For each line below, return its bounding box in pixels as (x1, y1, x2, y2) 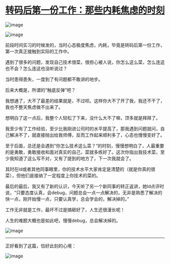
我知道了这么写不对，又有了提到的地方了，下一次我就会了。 (9, 155, 134, 161)
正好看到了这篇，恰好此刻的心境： (5, 243, 76, 249)
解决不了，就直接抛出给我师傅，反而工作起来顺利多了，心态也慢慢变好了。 (9, 132, 165, 138)
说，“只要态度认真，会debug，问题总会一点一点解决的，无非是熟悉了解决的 (5, 190, 163, 196)
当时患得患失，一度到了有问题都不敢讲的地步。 (5, 76, 103, 82)
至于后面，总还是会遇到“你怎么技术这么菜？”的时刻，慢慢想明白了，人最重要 (5, 142, 164, 148)
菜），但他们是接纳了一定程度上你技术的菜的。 (5, 172, 101, 178)
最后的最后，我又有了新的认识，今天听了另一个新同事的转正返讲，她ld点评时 (5, 183, 164, 189)
